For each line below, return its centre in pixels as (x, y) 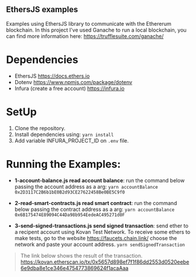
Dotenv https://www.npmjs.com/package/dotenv (73, 82)
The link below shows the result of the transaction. (81, 255)
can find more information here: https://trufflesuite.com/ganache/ (85, 36)
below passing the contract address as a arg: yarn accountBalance (94, 209)
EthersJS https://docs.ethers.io (52, 76)
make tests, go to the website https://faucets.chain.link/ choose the (96, 238)
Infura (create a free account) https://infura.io (69, 88)
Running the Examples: (63, 164)
